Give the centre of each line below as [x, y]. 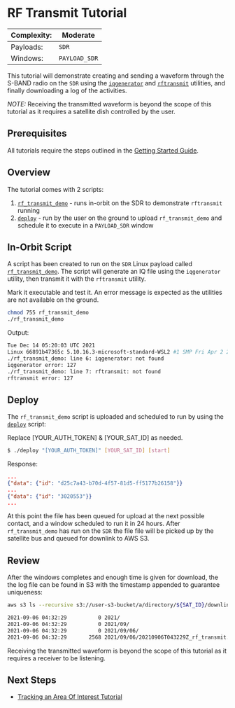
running [29, 210]
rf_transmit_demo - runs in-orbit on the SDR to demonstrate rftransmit [120, 203]
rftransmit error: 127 [40, 378]
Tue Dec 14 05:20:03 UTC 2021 [51, 346]
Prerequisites [37, 133]
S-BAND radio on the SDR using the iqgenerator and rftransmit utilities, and [116, 83]
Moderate [79, 35]
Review [24, 561]
